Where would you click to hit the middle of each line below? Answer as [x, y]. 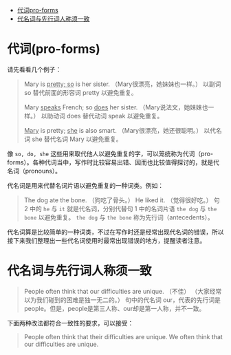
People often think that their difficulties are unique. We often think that [123, 336]
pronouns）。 [43, 171]
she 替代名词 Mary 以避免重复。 [77, 139]
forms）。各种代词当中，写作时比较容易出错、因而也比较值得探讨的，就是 [110, 162]
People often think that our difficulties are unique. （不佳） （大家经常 [123, 291]
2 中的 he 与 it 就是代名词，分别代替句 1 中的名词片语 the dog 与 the [120, 208]
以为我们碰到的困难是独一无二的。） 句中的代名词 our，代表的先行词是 [122, 300]
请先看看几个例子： [34, 69]
